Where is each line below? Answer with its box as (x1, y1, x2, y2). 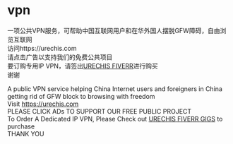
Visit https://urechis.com (7, 100, 79, 108)
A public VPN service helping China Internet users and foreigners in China (7, 84, 222, 93)
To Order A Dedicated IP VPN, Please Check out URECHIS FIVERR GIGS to (7, 114, 223, 123)
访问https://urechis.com (7, 44, 77, 52)
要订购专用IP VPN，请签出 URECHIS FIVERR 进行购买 (7, 61, 159, 70)
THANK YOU (7, 129, 44, 138)
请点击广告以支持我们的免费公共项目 (7, 52, 113, 61)
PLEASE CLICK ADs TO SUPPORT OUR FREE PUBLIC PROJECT (7, 107, 192, 115)
